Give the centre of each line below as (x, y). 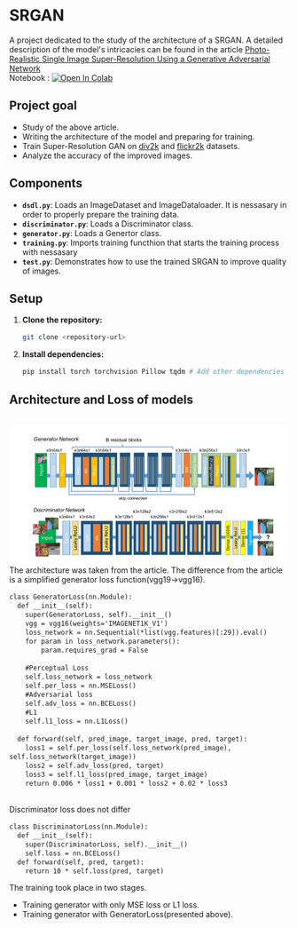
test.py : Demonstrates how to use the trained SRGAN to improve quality (154, 261)
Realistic (25, 59)
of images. (41, 271)
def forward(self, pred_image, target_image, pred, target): (133, 739)
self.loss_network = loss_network (89, 677)
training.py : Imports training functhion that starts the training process (150, 242)
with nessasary (50, 252)
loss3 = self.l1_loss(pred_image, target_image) (117, 775)
